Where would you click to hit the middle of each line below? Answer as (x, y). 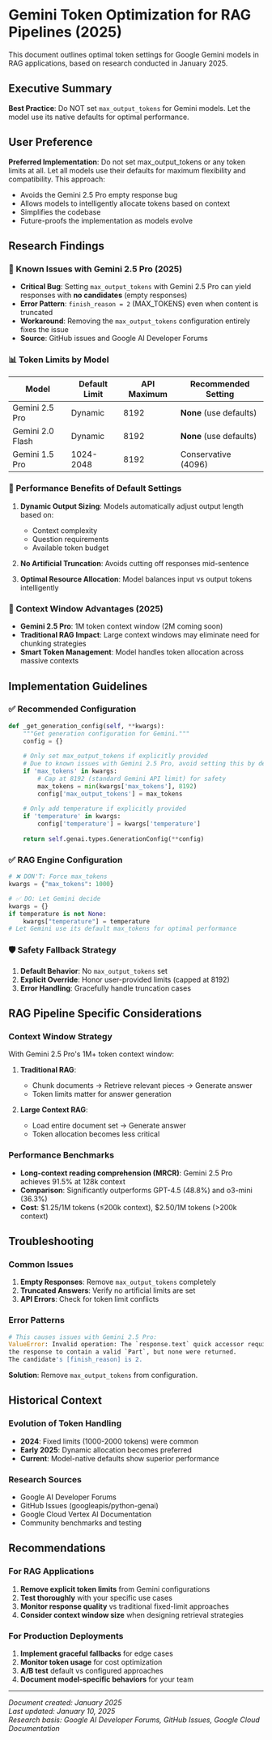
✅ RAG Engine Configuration (66, 859)
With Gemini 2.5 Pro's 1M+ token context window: (91, 1054)
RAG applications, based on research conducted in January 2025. (118, 63)
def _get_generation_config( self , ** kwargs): (86, 726)
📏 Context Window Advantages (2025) (86, 608)
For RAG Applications (51, 1572)
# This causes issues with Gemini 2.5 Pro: (83, 1337)
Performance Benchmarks (62, 1155)
